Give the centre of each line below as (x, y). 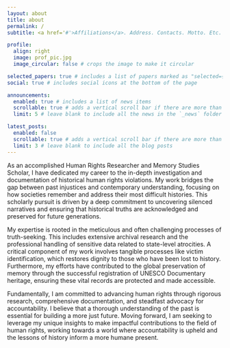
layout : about (27, 13)
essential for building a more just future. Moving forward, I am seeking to (110, 315)
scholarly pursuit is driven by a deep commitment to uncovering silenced (110, 201)
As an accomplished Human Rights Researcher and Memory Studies (103, 165)
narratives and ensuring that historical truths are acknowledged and (103, 209)
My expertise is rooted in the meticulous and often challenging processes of (114, 229)
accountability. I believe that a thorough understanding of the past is (103, 308)
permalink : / (26, 26)
